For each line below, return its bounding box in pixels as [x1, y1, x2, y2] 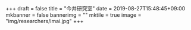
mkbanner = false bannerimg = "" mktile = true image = [5, 12, 142, 18]
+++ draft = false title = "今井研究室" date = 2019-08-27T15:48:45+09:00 [5, 5, 186, 12]
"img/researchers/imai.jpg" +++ [5, 18, 84, 24]
